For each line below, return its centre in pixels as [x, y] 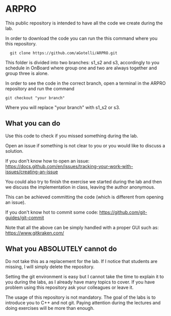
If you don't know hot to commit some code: [52, 212]
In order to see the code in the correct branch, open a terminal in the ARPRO [86, 83]
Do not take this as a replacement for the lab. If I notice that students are [81, 261]
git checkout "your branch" [35, 98]
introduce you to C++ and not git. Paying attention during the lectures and [83, 302]
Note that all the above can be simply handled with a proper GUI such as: [82, 227]
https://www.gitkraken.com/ [35, 233]
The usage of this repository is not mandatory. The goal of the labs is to [80, 297]
